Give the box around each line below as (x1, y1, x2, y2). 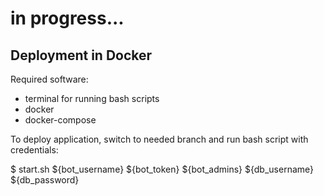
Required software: (10, 73, 89, 85)
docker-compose (24, 114, 97, 126)
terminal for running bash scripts (24, 93, 160, 104)
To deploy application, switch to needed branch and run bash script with (10, 133, 309, 145)
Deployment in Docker (10, 47, 153, 64)
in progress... (10, 7, 125, 30)
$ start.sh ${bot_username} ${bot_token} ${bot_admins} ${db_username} (10, 163, 315, 175)
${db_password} (10, 174, 80, 186)
